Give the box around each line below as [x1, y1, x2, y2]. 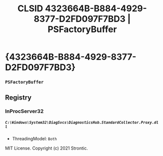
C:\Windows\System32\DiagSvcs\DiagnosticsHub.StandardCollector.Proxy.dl [5, 120, 159, 125]
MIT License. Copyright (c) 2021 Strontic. [5, 145, 88, 151]
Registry [5, 93, 32, 102]
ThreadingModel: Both [12, 136, 57, 142]
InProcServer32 [5, 108, 44, 115]
